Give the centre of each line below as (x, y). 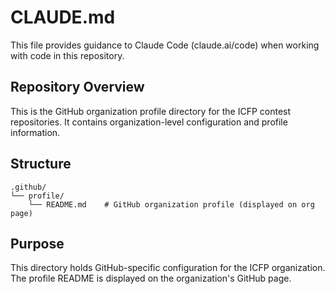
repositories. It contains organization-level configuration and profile (149, 122)
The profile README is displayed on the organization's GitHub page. (151, 278)
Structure (41, 164)
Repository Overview (77, 87)
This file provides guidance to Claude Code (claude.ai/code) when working (165, 45)
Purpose (37, 243)
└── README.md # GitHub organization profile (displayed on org (171, 204)
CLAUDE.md (63, 17)
